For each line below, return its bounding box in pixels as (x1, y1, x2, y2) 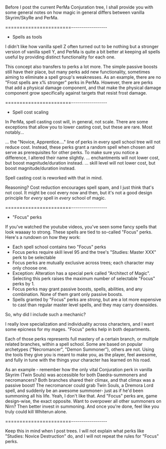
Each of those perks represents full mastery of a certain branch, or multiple (5, 336, 159, 341)
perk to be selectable (12, 255, 56, 260)
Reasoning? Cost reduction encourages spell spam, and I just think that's (5, 184, 154, 190)
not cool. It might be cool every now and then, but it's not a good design (5, 190, 153, 195)
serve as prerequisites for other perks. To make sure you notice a (5, 150, 139, 155)
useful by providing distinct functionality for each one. (5, 54, 115, 60)
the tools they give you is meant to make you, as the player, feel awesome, (5, 352, 157, 357)
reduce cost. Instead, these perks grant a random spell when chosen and (5, 144, 155, 150)
